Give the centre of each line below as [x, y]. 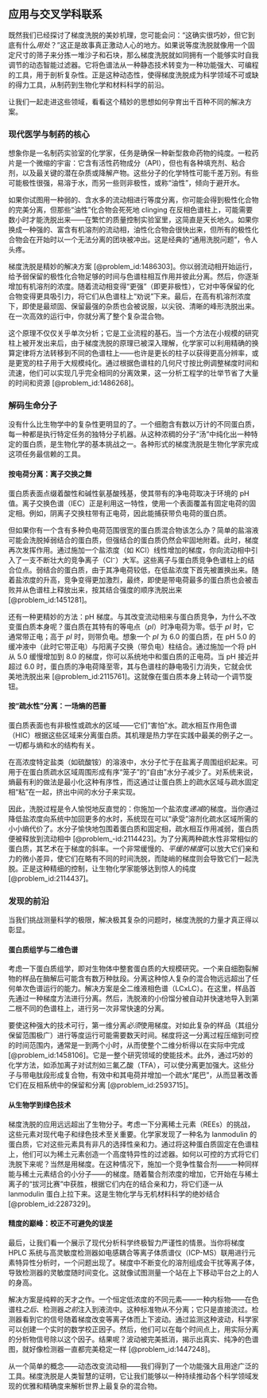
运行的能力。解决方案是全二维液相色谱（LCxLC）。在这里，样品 [146, 989]
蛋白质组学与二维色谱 [43, 949]
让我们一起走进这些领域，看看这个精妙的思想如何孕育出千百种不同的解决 [126, 101]
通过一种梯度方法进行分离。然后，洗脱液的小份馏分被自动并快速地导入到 [133, 998]
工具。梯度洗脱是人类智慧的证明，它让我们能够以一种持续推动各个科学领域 [130, 1376]
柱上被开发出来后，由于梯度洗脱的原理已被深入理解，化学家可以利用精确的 [130, 343]
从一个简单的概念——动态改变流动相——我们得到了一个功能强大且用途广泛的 [133, 1366]
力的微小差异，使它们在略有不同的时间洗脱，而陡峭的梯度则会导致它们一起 [130, 858]
